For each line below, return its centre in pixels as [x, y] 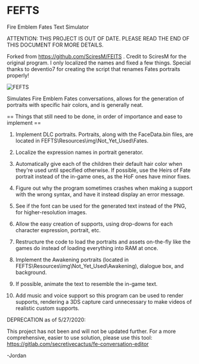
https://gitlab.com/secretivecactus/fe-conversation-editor [78, 344]
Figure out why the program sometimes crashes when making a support [104, 188]
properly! [18, 75]
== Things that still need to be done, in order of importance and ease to [95, 116]
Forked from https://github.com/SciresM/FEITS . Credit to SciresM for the [97, 56]
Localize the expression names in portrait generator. [79, 152]
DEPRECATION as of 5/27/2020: [46, 319]
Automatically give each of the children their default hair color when [99, 164]
